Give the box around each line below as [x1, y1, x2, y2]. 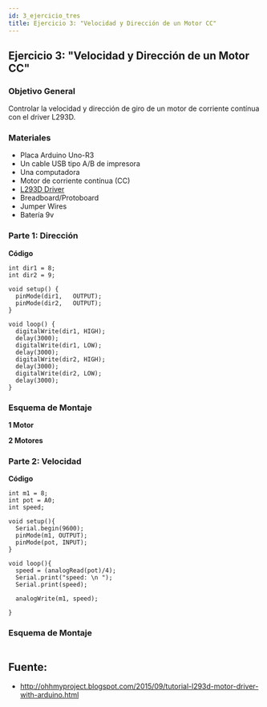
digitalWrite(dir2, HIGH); [15, 355, 106, 364]
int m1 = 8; [8, 490, 48, 498]
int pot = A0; [8, 497, 56, 505]
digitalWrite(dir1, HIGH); [15, 327, 106, 335]
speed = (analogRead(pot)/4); [15, 567, 116, 575]
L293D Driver [19, 185, 65, 194]
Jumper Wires [19, 201, 67, 211]
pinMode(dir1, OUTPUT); [15, 292, 103, 300]
